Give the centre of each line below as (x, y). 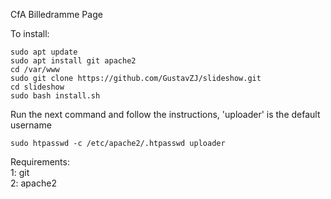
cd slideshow (37, 87)
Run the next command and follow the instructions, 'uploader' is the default (165, 114)
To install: (30, 33)
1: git (20, 172)
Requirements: (40, 162)
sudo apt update (44, 52)
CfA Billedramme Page (56, 14)
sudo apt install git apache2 (73, 61)
